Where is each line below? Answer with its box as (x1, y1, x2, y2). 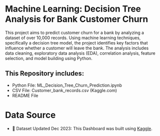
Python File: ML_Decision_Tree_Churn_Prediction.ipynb (12, 82, 122, 88)
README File (12, 92, 39, 98)
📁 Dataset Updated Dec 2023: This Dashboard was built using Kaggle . (12, 125, 153, 131)
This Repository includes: (5, 69, 84, 78)
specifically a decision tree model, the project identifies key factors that (5, 40, 148, 45)
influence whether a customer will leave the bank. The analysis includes (5, 45, 149, 51)
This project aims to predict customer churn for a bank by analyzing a (5, 30, 144, 35)
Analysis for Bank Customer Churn (5, 14, 148, 25)
